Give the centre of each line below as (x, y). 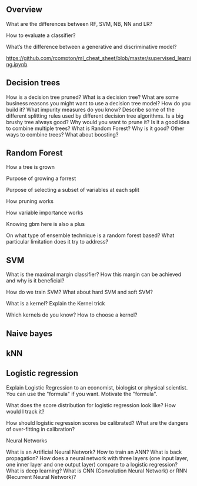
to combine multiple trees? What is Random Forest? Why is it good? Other (95, 128)
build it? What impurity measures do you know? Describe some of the (90, 109)
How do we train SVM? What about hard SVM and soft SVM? (79, 292)
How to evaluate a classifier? (41, 35)
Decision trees (33, 83)
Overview (24, 10)
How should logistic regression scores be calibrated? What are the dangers (97, 422)
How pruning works (30, 201)
